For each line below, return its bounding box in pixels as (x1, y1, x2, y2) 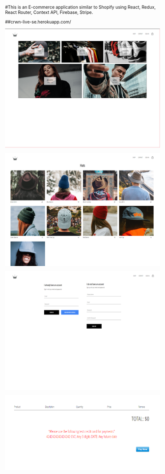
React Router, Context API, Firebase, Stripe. (5, 9, 93, 15)
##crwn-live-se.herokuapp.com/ (5, 19, 71, 25)
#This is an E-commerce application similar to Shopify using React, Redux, (5, 4, 156, 10)
